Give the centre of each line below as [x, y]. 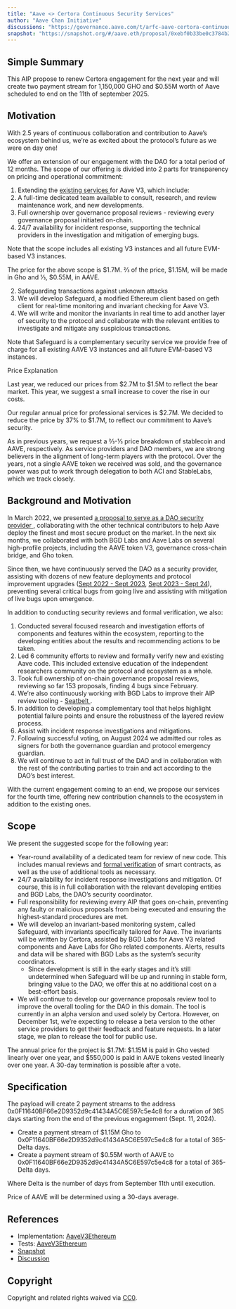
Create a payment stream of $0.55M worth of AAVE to [96, 1155]
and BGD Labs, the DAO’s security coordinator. [85, 894]
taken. [27, 648]
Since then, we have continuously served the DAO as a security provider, [113, 569]
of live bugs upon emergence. [51, 598]
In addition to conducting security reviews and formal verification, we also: [115, 612]
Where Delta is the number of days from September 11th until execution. [111, 1184]
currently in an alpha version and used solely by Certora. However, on [118, 1013]
